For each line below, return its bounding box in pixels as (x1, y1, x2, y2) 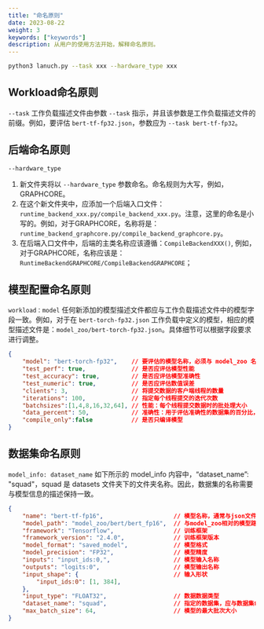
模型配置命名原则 (8, 283, 91, 297)
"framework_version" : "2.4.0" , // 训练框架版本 (22, 534, 220, 542)
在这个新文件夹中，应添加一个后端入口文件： (19, 199, 165, 208)
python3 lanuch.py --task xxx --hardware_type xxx (8, 62, 178, 71)
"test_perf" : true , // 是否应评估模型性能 (22, 365, 195, 373)
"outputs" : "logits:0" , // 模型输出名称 (22, 563, 220, 571)
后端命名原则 (8, 143, 71, 157)
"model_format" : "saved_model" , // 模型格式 (22, 541, 208, 550)
